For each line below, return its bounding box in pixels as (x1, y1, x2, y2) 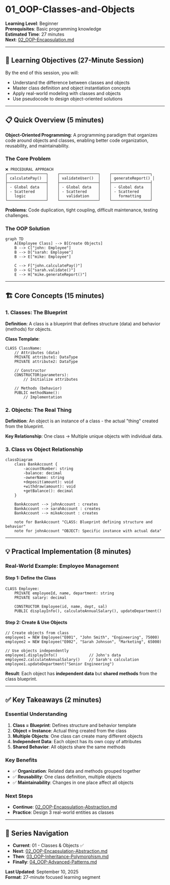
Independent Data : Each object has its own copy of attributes (12, 738, 142, 744)
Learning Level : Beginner (5, 20, 59, 26)
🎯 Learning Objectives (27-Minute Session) (5, 56, 144, 65)
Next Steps (5, 792, 33, 800)
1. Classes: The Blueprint (5, 309, 68, 316)
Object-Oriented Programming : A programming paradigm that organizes (5, 132, 158, 138)
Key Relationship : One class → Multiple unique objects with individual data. (5, 433, 163, 439)
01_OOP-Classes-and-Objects (5, 4, 135, 15)
